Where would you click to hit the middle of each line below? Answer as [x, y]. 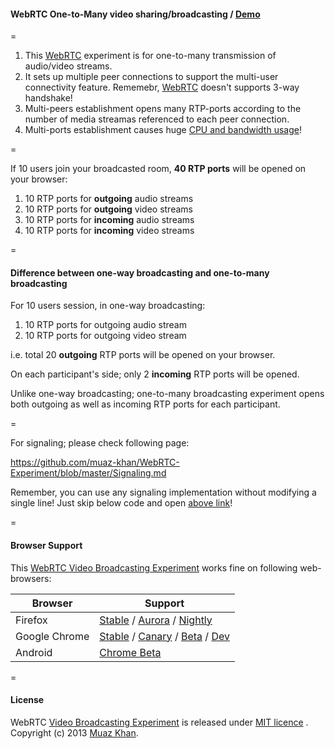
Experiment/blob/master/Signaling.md [88, 473]
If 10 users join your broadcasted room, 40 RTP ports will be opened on [158, 169]
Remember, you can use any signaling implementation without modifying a [163, 492]
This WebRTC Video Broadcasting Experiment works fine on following [154, 567]
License [27, 700]
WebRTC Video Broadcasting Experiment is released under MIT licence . [159, 722]
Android [34, 652]
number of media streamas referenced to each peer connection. [157, 119]
